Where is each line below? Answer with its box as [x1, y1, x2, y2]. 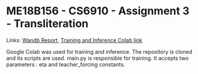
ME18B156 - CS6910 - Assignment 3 [6, 4, 190, 18]
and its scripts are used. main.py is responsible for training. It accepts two [6, 54, 189, 61]
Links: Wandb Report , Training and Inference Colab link [6, 36, 143, 44]
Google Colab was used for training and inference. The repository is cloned [6, 48, 193, 55]
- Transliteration [6, 17, 89, 30]
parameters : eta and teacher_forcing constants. [6, 61, 125, 68]
